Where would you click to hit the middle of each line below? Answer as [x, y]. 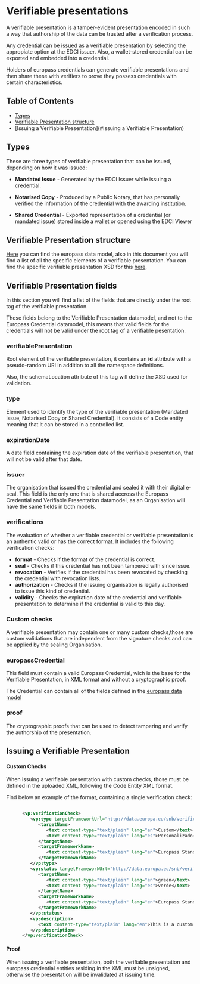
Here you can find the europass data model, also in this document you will [97, 254]
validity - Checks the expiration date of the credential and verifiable [98, 597]
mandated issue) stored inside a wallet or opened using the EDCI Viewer [103, 221]
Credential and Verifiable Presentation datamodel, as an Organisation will [96, 500]
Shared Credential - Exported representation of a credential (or [93, 215]
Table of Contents [40, 101]
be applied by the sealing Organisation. [54, 645]
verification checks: [30, 547]
